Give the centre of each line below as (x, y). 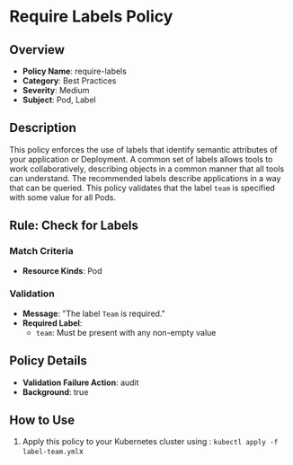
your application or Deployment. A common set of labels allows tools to (141, 159)
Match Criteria (41, 251)
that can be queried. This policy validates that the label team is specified (142, 188)
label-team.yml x (53, 452)
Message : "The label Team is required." (94, 313)
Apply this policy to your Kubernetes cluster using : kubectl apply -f (150, 442)
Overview (37, 50)
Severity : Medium (56, 90)
